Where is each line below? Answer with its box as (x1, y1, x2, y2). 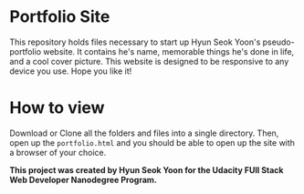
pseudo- (262, 36, 295, 47)
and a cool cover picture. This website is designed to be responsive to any (9, 56, 289, 66)
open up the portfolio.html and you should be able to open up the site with (9, 137, 295, 148)
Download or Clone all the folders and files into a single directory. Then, (9, 128, 279, 138)
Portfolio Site (9, 6, 110, 27)
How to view (9, 97, 105, 118)
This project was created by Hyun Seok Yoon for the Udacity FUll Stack (9, 164, 284, 175)
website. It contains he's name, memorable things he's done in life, (42, 46, 295, 56)
